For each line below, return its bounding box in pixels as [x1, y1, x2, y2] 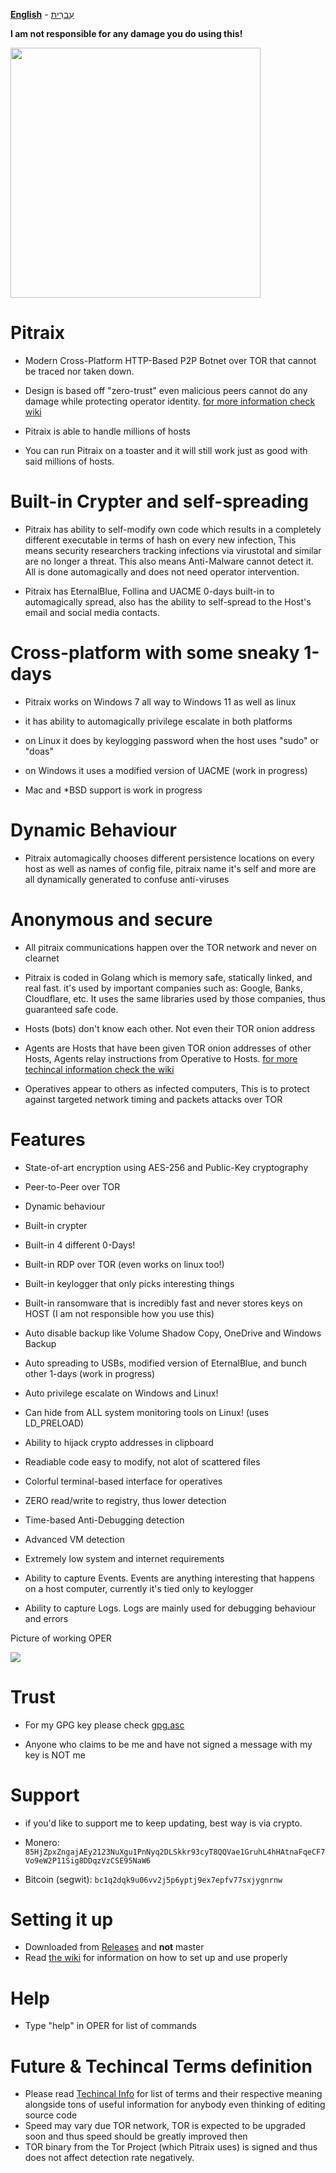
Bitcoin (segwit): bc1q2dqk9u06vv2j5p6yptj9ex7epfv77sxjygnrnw [24, 1873, 283, 1885]
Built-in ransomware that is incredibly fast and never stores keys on [24, 1297, 303, 1309]
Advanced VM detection [24, 1533, 125, 1545]
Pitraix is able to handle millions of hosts [24, 425, 191, 437]
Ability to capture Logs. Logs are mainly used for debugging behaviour [24, 1602, 317, 1614]
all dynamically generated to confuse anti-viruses [24, 873, 230, 885]
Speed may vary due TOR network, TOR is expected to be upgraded [24, 2120, 306, 2132]
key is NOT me [24, 1749, 86, 1761]
